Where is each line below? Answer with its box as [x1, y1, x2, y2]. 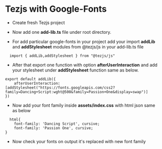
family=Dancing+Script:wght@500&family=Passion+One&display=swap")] [5, 89, 148, 94]
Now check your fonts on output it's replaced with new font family [12, 138, 146, 144]
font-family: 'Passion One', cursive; [14, 125, 93, 130]
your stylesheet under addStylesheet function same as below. [12, 67, 139, 73]
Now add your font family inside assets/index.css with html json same [12, 102, 156, 108]
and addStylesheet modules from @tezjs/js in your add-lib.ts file [12, 44, 144, 50]
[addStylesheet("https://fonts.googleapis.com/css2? [5, 85, 115, 90]
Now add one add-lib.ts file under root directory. [12, 29, 111, 35]
